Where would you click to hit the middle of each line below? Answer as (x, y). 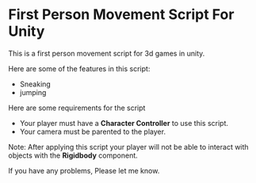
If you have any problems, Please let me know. (84, 170)
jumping (33, 92)
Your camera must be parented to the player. (93, 132)
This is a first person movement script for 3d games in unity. (107, 53)
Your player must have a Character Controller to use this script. (124, 123)
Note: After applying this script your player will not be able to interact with (128, 147)
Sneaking (35, 84)
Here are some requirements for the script (77, 108)
